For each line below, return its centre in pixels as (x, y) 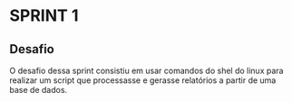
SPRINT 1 (44, 16)
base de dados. (39, 90)
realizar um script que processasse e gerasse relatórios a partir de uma (143, 80)
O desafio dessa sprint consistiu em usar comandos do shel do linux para (146, 70)
